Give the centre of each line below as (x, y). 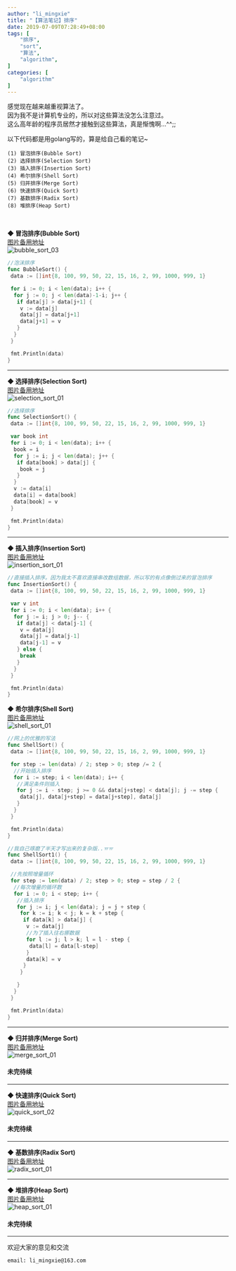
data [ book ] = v (36, 502)
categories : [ (28, 72)
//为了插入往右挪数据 (53, 933)
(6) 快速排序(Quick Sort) (43, 191)
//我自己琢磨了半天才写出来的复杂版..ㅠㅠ (60, 848)
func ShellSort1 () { (38, 855)
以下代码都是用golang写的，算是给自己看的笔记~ (78, 139)
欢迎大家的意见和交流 (38, 1247)
